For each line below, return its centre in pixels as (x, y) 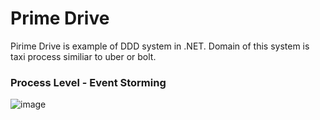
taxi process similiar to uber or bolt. (83, 56)
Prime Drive (60, 18)
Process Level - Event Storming (88, 82)
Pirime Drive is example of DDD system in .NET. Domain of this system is (160, 46)
